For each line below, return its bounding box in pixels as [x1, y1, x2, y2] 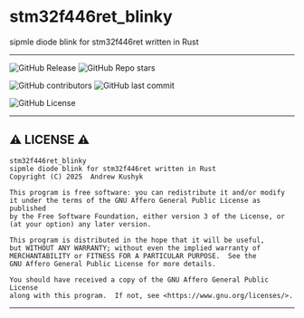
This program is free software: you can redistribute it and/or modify [9, 188, 285, 197]
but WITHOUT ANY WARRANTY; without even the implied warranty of [9, 243, 261, 253]
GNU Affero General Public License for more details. [9, 259, 217, 268]
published [9, 204, 47, 213]
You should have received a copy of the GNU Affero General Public [9, 275, 270, 284]
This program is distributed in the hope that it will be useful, [9, 236, 265, 245]
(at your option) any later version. [9, 219, 152, 228]
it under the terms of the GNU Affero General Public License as [9, 196, 261, 205]
